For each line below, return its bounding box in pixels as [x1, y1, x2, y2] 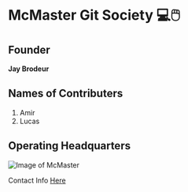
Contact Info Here [8, 175, 66, 185]
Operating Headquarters [8, 139, 131, 152]
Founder [8, 43, 51, 56]
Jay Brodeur [8, 64, 50, 73]
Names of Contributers [8, 87, 123, 100]
